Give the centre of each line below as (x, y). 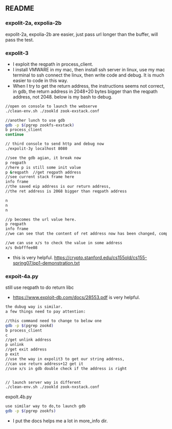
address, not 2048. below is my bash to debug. (62, 96)
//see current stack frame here (40, 177)
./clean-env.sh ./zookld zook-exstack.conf (52, 111)
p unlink (15, 345)
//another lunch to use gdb (35, 120)
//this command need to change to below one (53, 321)
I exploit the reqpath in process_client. (53, 64)
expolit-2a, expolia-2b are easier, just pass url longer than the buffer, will (82, 34)
